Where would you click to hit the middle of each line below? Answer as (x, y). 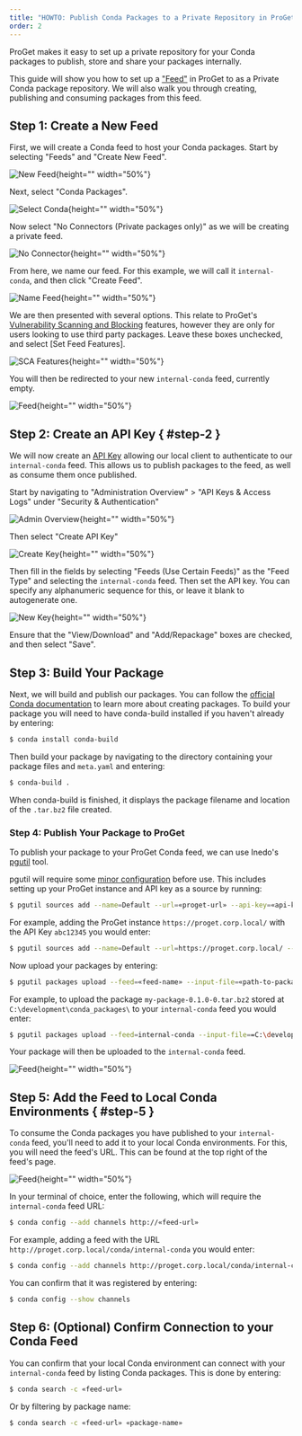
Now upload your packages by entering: (84, 965)
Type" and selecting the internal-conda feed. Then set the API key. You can (150, 581)
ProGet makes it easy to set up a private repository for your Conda (133, 51)
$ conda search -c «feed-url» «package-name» (96, 1423)
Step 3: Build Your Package (87, 673)
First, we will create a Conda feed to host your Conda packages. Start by (144, 147)
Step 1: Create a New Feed (84, 125)
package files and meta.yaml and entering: (87, 766)
